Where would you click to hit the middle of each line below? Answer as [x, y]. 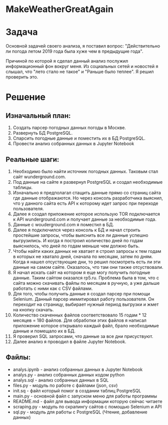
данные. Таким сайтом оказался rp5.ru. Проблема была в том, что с [86, 278]
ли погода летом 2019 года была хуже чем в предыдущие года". [74, 52]
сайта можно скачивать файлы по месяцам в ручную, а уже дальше [86, 283]
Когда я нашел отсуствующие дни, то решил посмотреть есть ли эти [87, 262]
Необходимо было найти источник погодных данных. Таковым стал [85, 171]
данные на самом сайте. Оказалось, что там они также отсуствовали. [88, 267]
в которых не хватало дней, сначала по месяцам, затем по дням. [83, 256]
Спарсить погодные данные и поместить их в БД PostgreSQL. [79, 138]
